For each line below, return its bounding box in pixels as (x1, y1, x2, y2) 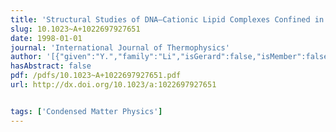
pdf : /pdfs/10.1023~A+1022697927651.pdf (10, 71, 182, 81)
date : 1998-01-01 (10, 33, 83, 43)
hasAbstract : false (10, 61, 92, 71)
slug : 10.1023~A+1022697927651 (10, 24, 141, 34)
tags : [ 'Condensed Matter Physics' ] (10, 106, 163, 116)
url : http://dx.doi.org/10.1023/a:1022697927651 (10, 80, 217, 90)
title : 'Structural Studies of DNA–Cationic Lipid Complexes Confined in (10, 14, 325, 25)
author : (10, 52, 43, 62)
